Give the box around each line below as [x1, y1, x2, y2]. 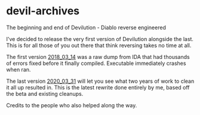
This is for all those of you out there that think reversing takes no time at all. [6, 42, 192, 49]
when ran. [6, 66, 31, 73]
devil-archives [6, 4, 79, 18]
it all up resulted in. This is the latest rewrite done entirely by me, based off [6, 83, 190, 91]
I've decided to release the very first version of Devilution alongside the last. [6, 35, 194, 42]
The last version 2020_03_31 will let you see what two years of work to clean [6, 77, 195, 85]
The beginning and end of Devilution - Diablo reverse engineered [6, 24, 166, 31]
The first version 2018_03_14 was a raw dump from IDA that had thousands [6, 53, 190, 60]
